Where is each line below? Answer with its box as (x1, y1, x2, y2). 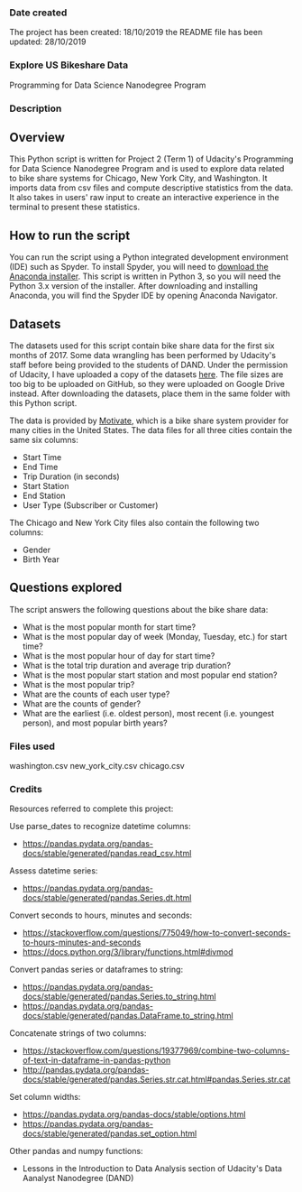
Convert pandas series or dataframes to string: (9, 964, 183, 975)
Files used (9, 740, 56, 753)
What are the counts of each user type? (22, 688, 170, 699)
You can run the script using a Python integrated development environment (9, 252, 288, 263)
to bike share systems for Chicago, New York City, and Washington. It (9, 173, 268, 184)
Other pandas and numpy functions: (9, 1146, 143, 1157)
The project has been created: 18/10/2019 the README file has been (9, 27, 263, 38)
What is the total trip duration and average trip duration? (22, 660, 232, 670)
